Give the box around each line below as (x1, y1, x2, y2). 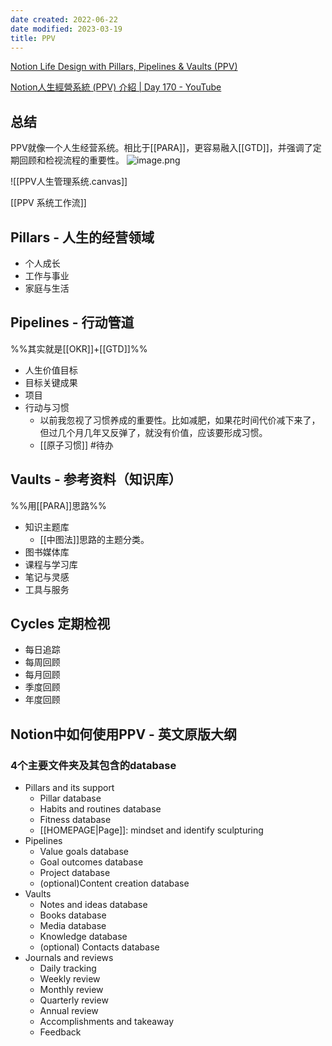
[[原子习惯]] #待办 (39, 439, 114, 451)
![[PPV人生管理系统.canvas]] (10, 176, 128, 188)
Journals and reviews (24, 952, 114, 964)
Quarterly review (39, 994, 109, 1006)
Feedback (39, 1026, 82, 1038)
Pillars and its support (24, 782, 115, 794)
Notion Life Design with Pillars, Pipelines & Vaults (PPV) (10, 61, 238, 73)
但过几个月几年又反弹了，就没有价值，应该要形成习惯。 (39, 426, 268, 438)
